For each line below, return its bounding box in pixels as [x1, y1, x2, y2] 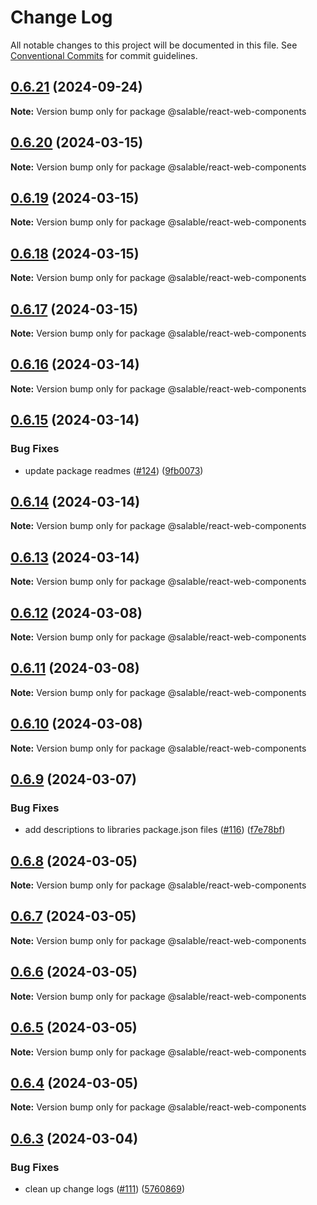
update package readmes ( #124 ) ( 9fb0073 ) [24, 464, 204, 476]
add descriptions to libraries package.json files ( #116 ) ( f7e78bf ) [24, 824, 286, 836]
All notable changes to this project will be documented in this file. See [10, 39, 298, 51]
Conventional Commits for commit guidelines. [10, 49, 198, 61]
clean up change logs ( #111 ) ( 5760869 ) [24, 1183, 186, 1195]
